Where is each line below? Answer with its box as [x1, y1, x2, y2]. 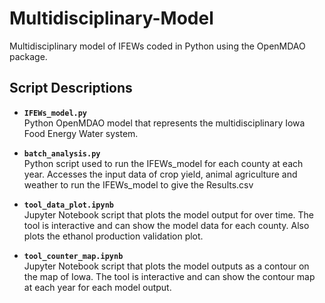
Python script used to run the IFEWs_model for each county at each [23, 157, 304, 169]
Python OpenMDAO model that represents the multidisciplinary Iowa [23, 117, 306, 129]
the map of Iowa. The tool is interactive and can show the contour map [23, 270, 316, 282]
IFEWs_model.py [23, 108, 88, 118]
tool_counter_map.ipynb [23, 251, 124, 261]
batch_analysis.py [23, 148, 101, 159]
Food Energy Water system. [23, 127, 139, 139]
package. [9, 50, 48, 62]
